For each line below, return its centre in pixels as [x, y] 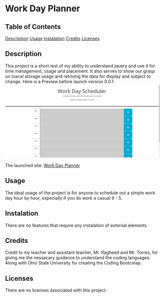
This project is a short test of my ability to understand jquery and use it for [80, 66]
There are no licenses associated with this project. [56, 290]
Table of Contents [33, 27]
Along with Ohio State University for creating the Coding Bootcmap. [73, 263]
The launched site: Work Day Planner [42, 166]
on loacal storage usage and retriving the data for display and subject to [78, 76]
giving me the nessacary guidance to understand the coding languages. [78, 258]
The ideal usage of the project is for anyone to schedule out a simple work [80, 193]
